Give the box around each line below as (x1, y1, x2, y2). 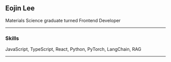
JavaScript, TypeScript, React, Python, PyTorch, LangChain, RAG (5, 46, 141, 52)
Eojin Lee (5, 4, 35, 13)
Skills (5, 35, 19, 42)
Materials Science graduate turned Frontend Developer (5, 17, 121, 23)
